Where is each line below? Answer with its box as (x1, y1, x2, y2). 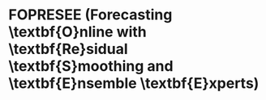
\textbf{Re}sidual (8, 40, 128, 58)
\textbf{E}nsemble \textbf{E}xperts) (8, 74, 260, 93)
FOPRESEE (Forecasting (8, 6, 173, 24)
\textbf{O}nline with (8, 23, 148, 41)
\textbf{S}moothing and (8, 57, 174, 76)
